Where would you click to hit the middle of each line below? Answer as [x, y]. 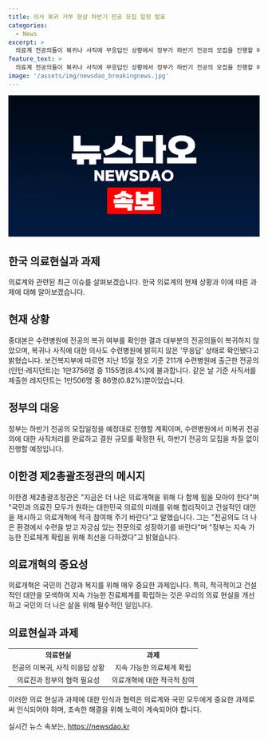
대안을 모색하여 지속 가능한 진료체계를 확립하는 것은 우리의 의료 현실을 [132, 595]
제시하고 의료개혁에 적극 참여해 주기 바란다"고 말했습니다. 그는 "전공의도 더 [132, 517]
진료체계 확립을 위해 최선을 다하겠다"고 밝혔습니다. [101, 537]
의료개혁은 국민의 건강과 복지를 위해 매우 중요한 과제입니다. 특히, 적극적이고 [125, 585]
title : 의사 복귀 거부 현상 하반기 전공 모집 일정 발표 [87, 17]
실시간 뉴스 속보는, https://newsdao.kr [69, 726]
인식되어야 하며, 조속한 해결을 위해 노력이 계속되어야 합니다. [109, 709]
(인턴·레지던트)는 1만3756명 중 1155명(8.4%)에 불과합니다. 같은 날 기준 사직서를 [132, 370]
